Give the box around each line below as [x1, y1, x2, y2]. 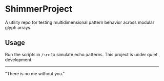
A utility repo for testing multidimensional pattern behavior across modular [5, 19, 155, 25]
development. [5, 57, 33, 63]
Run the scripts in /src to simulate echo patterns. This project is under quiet [5, 51, 158, 57]
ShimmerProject [5, 3, 73, 15]
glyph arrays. [5, 24, 32, 30]
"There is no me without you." [5, 70, 65, 76]
